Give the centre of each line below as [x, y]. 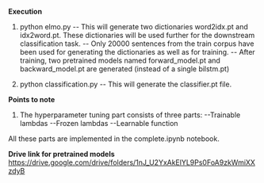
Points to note [32, 99]
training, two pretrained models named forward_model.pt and [120, 60]
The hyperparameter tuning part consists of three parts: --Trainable [130, 115]
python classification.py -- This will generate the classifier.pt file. [126, 84]
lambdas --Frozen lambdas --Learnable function [99, 123]
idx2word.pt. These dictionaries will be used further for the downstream [137, 35]
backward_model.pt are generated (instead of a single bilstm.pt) [124, 69]
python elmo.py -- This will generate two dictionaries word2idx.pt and [134, 27]
